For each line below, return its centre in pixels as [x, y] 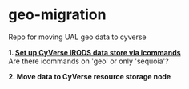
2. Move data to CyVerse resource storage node [90, 76]
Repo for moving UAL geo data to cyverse [77, 37]
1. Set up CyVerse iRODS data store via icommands [95, 52]
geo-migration [57, 15]
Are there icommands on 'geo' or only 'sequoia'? [89, 61]
